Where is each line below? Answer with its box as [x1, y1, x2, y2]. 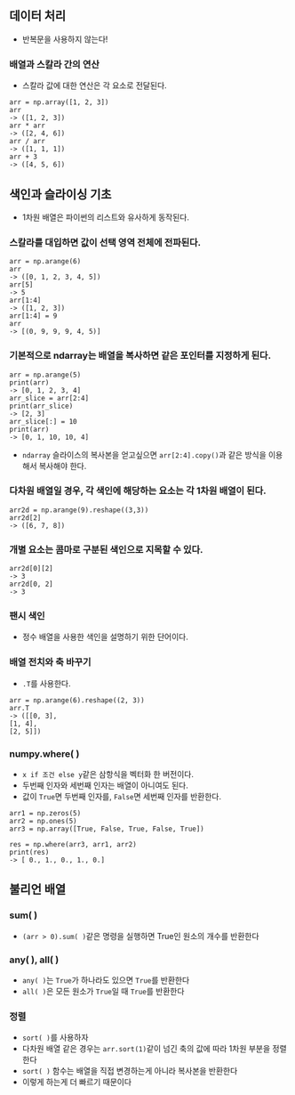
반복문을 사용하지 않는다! [21, 34, 108, 45]
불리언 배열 [9, 882, 67, 897]
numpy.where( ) [9, 747, 80, 759]
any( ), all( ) [9, 953, 60, 966]
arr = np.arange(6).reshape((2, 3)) [9, 695, 145, 705]
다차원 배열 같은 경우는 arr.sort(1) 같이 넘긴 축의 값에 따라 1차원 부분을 [21, 1043, 271, 1054]
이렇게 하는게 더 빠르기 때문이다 [21, 1076, 132, 1088]
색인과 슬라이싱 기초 [9, 186, 112, 202]
